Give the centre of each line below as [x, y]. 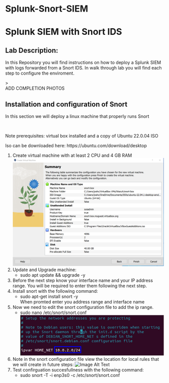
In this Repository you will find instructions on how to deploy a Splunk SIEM [83, 62]
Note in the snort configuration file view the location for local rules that [86, 359]
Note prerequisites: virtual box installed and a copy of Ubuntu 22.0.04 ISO [82, 136]
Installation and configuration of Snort [66, 104]
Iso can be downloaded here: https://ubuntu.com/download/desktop [76, 146]
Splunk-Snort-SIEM [47, 9]
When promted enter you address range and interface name [82, 302]
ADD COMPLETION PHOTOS [35, 88]
